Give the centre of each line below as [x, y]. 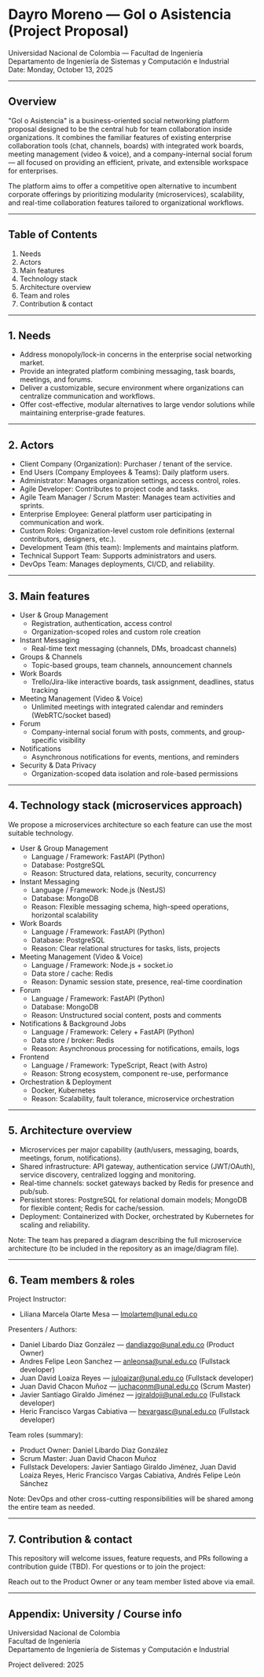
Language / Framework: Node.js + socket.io [102, 965]
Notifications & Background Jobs [73, 1023]
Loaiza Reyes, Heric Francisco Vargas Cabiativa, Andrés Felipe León [130, 1475]
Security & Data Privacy [58, 765]
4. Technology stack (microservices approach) [125, 806]
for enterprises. [33, 170]
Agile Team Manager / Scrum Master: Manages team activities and [127, 497]
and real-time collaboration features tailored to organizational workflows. [126, 203]
